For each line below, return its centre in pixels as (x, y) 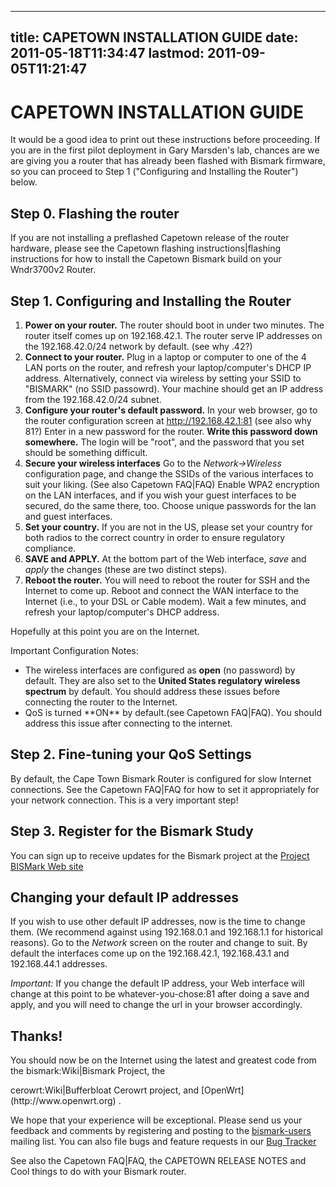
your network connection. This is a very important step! (124, 800)
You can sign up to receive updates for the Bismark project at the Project (160, 855)
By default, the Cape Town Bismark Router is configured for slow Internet (161, 778)
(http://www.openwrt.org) (63, 1101)
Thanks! (36, 1036)
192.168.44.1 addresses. (59, 964)
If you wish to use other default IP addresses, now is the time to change (158, 922)
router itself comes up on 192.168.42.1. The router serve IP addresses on (173, 335)
